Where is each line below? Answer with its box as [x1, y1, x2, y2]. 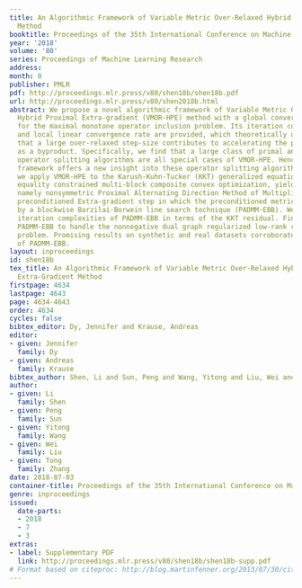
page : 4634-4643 [9, 298, 70, 307]
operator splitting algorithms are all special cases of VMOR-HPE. [17, 155, 276, 165]
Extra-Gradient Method [17, 272, 102, 281]
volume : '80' [9, 47, 58, 56]
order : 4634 [9, 306, 54, 315]
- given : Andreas [9, 356, 75, 365]
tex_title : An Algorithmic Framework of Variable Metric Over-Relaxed [9, 264, 280, 273]
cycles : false [9, 314, 63, 324]
